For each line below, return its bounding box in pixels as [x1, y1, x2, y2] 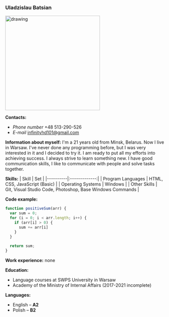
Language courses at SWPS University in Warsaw [12, 277, 116, 283]
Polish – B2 [12, 307, 36, 313]
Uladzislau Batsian [5, 4, 52, 11]
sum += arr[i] [18, 225, 49, 230]
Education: [5, 267, 29, 273]
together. [5, 166, 24, 172]
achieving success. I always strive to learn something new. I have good [5, 155, 153, 161]
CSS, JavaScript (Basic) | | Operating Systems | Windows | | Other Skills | [5, 181, 157, 187]
